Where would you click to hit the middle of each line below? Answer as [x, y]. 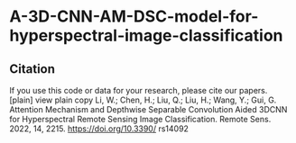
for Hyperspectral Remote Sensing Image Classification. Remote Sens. [140, 119]
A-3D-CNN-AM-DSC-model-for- [134, 17]
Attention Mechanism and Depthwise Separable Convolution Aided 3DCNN [148, 109]
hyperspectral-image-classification [146, 36]
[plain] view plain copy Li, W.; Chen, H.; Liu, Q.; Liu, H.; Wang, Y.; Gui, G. [143, 100]
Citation [32, 69]
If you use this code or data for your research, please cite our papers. [139, 90]
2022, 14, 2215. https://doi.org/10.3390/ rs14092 [99, 129]
